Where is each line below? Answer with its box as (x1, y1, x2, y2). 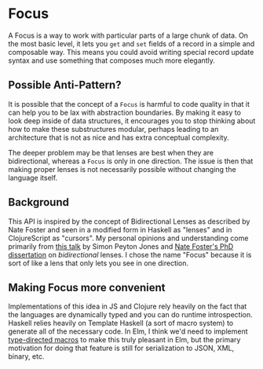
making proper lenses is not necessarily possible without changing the (8, 164, 237, 174)
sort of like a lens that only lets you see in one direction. (8, 258, 189, 268)
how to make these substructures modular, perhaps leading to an (8, 124, 219, 133)
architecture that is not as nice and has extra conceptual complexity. (8, 133, 229, 142)
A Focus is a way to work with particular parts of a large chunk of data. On (8, 31, 249, 40)
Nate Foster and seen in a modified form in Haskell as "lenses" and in (8, 225, 232, 234)
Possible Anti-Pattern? (8, 79, 122, 92)
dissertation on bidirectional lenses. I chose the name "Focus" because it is (8, 250, 252, 259)
